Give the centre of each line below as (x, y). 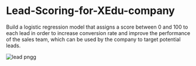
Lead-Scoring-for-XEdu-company (91, 11)
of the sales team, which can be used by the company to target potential (93, 39)
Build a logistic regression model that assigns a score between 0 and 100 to (97, 27)
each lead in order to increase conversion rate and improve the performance (98, 33)
